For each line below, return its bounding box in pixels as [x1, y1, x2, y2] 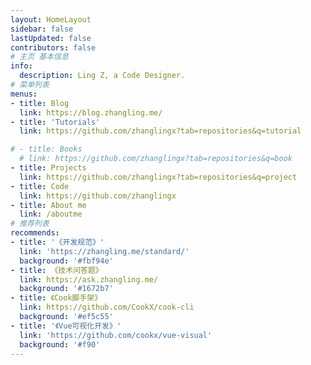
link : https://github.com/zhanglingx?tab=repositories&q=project [19, 172, 298, 182]
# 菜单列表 [10, 80, 50, 90]
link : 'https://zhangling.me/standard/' [19, 246, 190, 256]
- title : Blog [10, 98, 70, 108]
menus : [10, 89, 38, 99]
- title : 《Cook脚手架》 [10, 293, 103, 303]
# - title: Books [10, 144, 83, 155]
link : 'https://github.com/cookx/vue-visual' [19, 330, 213, 340]
